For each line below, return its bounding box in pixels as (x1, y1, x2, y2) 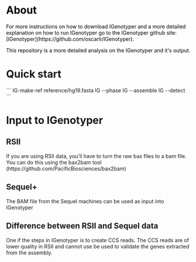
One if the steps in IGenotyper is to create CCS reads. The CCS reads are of (6, 236, 189, 244)
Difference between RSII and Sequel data (6, 221, 159, 231)
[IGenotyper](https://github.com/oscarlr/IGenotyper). (6, 35, 135, 42)
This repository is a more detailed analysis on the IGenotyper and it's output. (6, 46, 191, 53)
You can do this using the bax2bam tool (6, 159, 102, 166)
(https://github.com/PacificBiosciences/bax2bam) (6, 165, 127, 172)
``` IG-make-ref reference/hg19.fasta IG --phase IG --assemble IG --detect (6, 86, 185, 94)
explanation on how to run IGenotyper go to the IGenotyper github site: (6, 29, 177, 36)
